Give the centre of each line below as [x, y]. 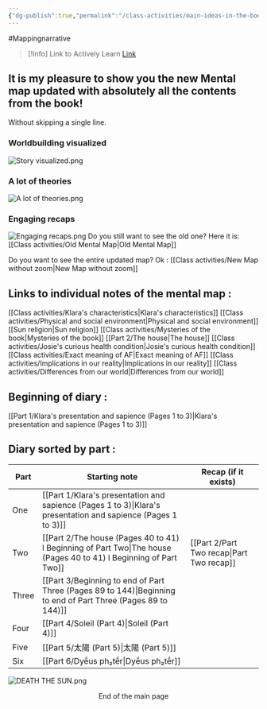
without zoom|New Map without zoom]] [73, 269]
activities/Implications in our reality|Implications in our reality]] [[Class [123, 363]
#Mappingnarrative [40, 38]
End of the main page [133, 695]
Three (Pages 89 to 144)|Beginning [109, 591]
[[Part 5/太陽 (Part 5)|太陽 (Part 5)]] [110, 647]
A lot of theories [40, 181]
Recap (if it [222, 471]
